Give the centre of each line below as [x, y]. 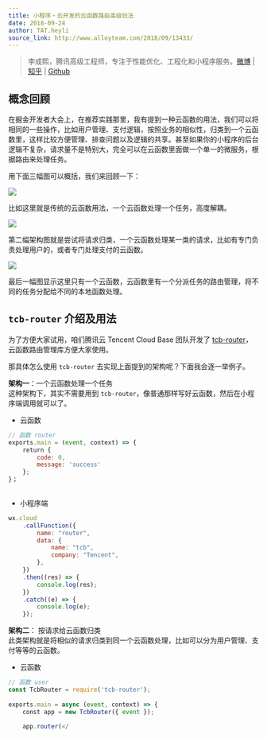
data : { [49, 540]
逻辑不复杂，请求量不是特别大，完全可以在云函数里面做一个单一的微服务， [130, 150]
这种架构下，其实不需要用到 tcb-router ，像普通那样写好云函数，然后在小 [128, 393]
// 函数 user [29, 682]
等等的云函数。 [39, 651]
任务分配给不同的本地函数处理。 [74, 292]
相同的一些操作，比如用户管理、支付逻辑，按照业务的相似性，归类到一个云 [130, 130]
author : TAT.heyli [39, 30]
